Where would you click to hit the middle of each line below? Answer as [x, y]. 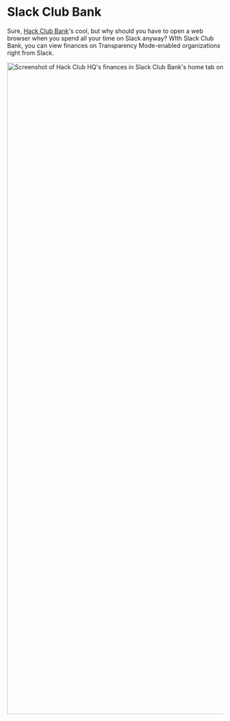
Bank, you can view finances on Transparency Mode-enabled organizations [114, 45]
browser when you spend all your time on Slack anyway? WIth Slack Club [111, 38]
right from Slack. [30, 53]
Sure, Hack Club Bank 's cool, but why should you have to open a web [105, 31]
